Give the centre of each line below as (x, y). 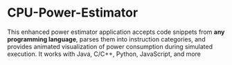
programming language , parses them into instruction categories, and (106, 39)
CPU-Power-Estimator (73, 13)
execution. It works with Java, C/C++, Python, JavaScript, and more (104, 54)
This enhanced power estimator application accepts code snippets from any (116, 32)
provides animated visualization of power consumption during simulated (110, 46)
